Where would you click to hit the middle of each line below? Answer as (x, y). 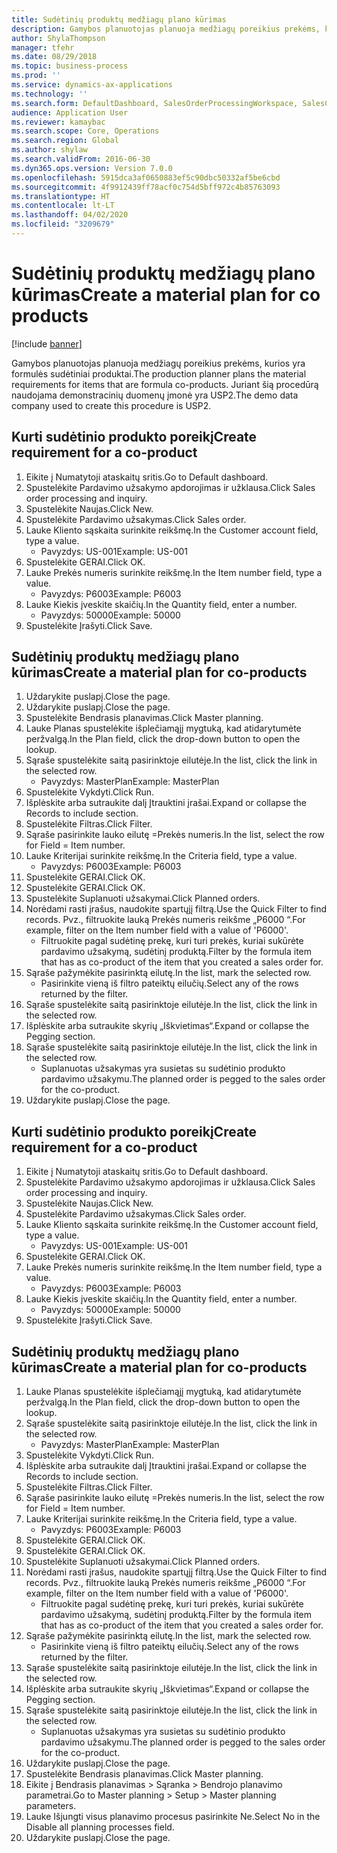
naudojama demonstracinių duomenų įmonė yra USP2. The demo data (155, 395)
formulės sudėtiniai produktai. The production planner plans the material (159, 373)
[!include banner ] (47, 343)
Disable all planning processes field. (100, 1827)
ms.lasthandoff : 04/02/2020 (70, 215)
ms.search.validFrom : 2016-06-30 (81, 159)
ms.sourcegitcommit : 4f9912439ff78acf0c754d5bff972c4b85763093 (146, 187)
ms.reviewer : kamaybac (58, 122)
